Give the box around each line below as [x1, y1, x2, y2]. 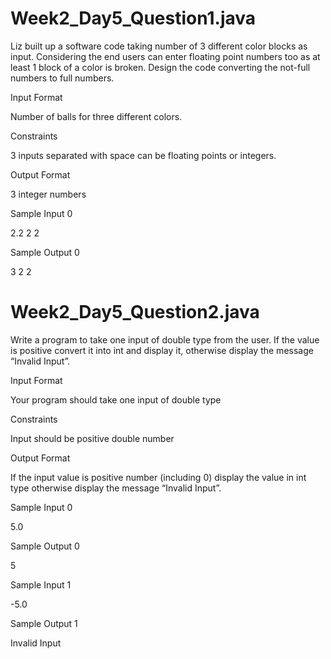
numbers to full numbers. [10, 72, 115, 84]
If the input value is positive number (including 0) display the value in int [10, 471, 307, 483]
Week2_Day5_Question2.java [10, 301, 260, 324]
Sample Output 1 [10, 617, 78, 629]
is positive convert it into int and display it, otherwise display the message [10, 344, 314, 356]
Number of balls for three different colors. [10, 110, 183, 122]
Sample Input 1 [10, 578, 72, 591]
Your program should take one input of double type [10, 393, 222, 406]
